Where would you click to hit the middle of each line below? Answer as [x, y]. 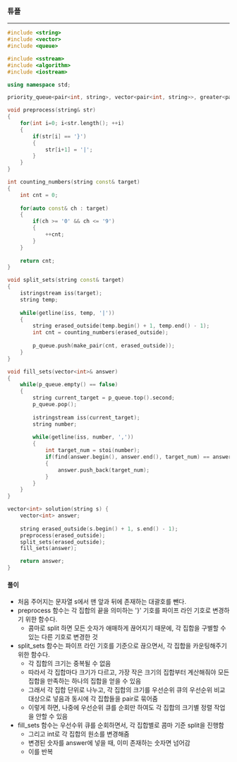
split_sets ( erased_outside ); [63, 542]
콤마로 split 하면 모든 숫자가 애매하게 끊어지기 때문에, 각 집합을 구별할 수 [127, 628]
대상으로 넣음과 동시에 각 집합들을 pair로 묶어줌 [93, 699]
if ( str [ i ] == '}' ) [60, 136]
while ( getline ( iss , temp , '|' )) [67, 313]
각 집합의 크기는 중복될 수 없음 [69, 663]
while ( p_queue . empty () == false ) [69, 385]
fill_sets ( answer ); [49, 549]
